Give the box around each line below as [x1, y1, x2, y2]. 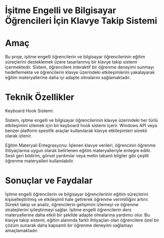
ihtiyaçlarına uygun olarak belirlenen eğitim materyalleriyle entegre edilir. [5, 148, 152, 153]
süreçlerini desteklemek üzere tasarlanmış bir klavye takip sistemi [5, 59, 138, 65]
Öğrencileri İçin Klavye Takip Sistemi [5, 15, 158, 26]
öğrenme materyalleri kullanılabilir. [5, 158, 74, 164]
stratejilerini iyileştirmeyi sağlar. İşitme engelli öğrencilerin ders [5, 207, 132, 213]
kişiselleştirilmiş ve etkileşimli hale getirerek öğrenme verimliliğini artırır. [5, 196, 149, 202]
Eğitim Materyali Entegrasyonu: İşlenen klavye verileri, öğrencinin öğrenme [5, 142, 156, 149]
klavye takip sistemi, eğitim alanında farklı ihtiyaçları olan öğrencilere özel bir [5, 217, 160, 223]
